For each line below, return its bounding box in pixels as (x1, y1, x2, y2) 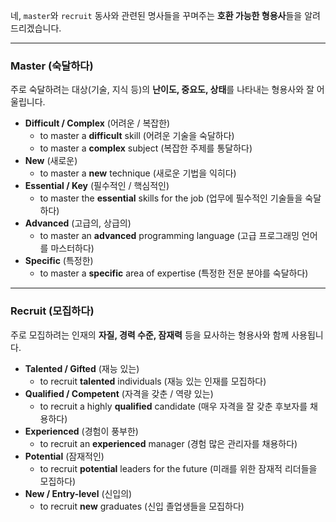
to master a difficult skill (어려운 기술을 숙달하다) (39, 130, 235, 142)
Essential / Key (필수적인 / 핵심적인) (24, 180, 170, 192)
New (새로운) (24, 155, 78, 167)
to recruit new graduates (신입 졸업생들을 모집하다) (39, 500, 245, 512)
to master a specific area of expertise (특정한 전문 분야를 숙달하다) (39, 267, 309, 279)
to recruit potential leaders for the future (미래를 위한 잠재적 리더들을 (39, 462, 318, 474)
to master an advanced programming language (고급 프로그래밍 (39, 230, 300, 242)
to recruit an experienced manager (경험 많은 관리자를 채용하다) (39, 437, 298, 449)
